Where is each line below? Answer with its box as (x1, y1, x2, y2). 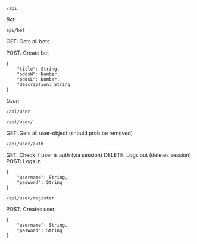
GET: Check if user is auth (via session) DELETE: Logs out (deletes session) (6, 151, 192, 159)
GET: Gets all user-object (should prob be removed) (6, 129, 133, 137)
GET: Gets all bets (6, 38, 50, 45)
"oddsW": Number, (17, 71, 60, 77)
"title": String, (17, 66, 60, 72)
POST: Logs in (6, 158, 41, 164)
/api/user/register (6, 195, 55, 201)
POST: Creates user (6, 205, 55, 213)
